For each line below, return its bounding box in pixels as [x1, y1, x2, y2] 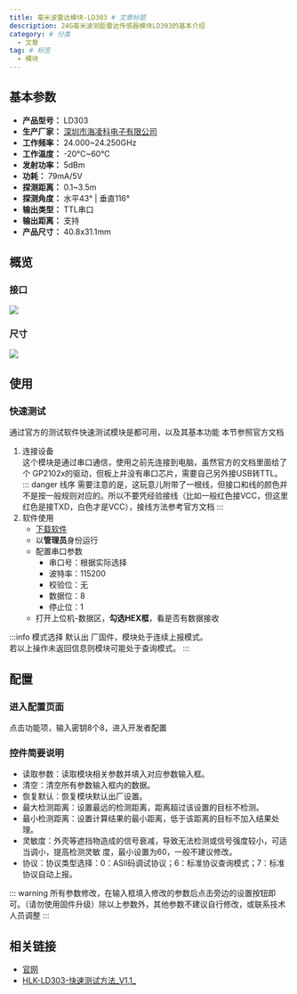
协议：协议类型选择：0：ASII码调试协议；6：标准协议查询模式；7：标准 [21, 858, 285, 868]
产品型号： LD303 [21, 115, 89, 126]
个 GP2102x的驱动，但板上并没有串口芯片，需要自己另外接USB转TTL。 [21, 468, 283, 479]
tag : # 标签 [9, 46, 51, 55]
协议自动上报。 [21, 869, 77, 880]
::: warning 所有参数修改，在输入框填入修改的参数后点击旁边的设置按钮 [9, 888, 269, 899]
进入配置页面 [9, 700, 65, 713]
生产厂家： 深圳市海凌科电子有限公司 [21, 126, 157, 136]
